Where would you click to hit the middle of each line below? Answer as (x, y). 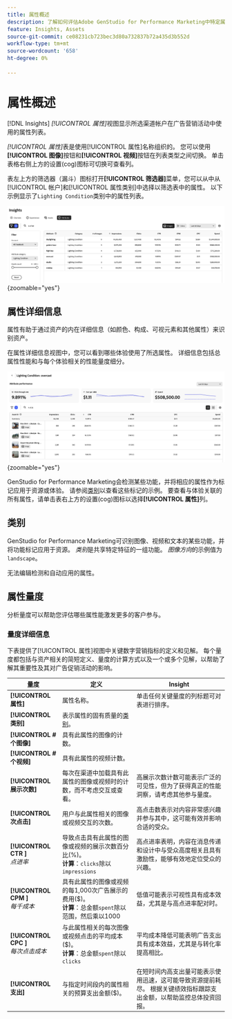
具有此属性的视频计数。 (95, 758)
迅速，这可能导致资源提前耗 (182, 980)
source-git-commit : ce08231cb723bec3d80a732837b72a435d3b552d (98, 37)
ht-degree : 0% (28, 59)
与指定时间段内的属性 (92, 984)
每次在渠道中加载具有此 (95, 772)
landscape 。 (24, 558)
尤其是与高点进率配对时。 (185, 903)
